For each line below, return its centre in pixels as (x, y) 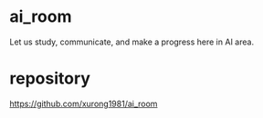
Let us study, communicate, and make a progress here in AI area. (131, 42)
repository (50, 79)
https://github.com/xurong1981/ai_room (84, 103)
